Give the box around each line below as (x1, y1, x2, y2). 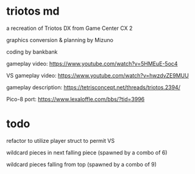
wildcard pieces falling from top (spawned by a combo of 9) (6, 161, 157, 168)
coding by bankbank (6, 48, 58, 56)
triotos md (6, 4, 60, 18)
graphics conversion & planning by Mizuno (6, 36, 114, 43)
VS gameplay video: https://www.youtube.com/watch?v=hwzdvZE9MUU (6, 71, 189, 79)
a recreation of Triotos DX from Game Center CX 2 (6, 24, 133, 32)
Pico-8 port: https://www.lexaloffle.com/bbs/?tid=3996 (6, 95, 145, 103)
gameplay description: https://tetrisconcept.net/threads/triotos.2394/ (6, 84, 181, 91)
